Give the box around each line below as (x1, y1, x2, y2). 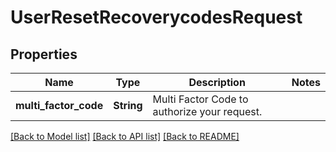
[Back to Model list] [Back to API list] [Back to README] (10, 131, 240, 142)
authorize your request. (152, 105, 263, 118)
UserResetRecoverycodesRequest (10, 6, 303, 29)
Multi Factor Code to (152, 92, 249, 106)
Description (188, 76, 246, 89)
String (113, 99, 143, 112)
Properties (10, 46, 78, 63)
